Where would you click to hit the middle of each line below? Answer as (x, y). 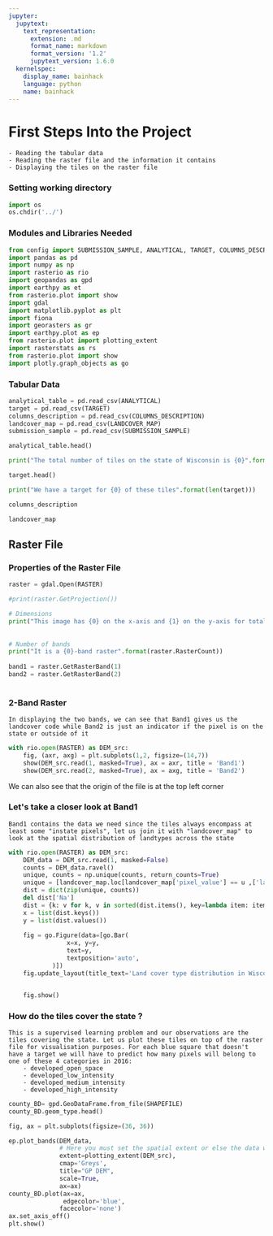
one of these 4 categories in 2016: (70, 1061)
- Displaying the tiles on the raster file (83, 167)
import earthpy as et (45, 288)
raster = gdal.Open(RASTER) (56, 585)
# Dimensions (30, 614)
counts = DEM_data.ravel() (69, 867)
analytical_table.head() (50, 446)
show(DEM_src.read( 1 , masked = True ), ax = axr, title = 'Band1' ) (134, 763)
